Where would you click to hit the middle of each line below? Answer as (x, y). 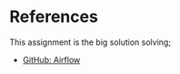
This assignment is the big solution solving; (90, 42)
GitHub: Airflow (51, 59)
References (54, 17)
